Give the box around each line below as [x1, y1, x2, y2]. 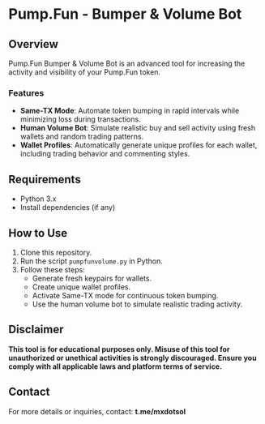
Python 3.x [19, 194, 57, 203]
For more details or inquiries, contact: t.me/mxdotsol [8, 406, 186, 416]
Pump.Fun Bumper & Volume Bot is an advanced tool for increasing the [8, 58, 246, 68]
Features [8, 87, 45, 98]
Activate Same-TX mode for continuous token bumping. [32, 290, 219, 300]
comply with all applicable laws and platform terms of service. [8, 362, 223, 371]
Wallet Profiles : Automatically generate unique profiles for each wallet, [19, 140, 258, 150]
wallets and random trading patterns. [19, 131, 144, 142]
